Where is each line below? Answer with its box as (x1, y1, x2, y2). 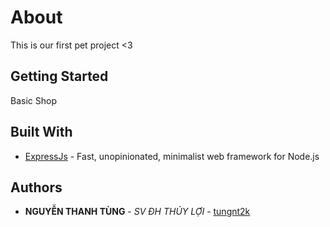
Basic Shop (10, 94, 57, 106)
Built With (10, 124, 73, 141)
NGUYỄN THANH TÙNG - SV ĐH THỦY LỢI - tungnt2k (24, 206, 251, 218)
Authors (10, 179, 63, 196)
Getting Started (10, 68, 109, 85)
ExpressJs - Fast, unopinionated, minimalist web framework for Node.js (24, 150, 320, 162)
